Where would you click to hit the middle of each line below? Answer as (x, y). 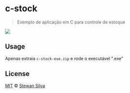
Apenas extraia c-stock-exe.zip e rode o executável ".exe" (64, 58)
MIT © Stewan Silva (25, 86)
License (17, 74)
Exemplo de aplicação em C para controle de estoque (71, 22)
